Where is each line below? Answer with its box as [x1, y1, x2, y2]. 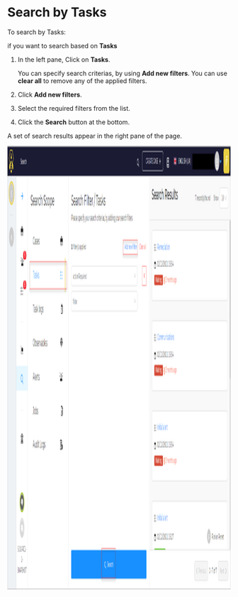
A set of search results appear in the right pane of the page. [7, 131, 183, 140]
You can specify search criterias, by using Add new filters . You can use [17, 69, 228, 77]
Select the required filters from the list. [17, 104, 131, 112]
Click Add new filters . [17, 90, 83, 99]
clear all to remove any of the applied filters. [17, 76, 147, 85]
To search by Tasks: [7, 28, 66, 36]
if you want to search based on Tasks [7, 41, 118, 50]
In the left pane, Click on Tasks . [17, 55, 110, 64]
